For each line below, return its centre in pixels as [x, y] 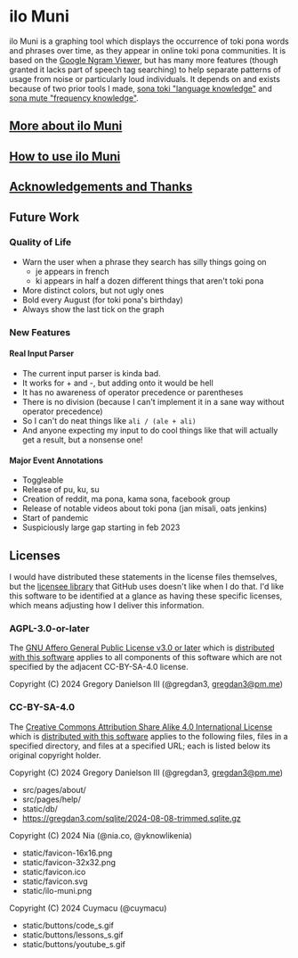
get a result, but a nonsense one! [83, 440]
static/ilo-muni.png [56, 890]
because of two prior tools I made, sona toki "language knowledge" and [141, 88]
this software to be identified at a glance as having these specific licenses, [146, 596]
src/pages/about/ [54, 789]
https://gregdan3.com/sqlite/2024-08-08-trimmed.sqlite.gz [132, 818]
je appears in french [72, 271]
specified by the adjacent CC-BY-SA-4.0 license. [99, 667]
